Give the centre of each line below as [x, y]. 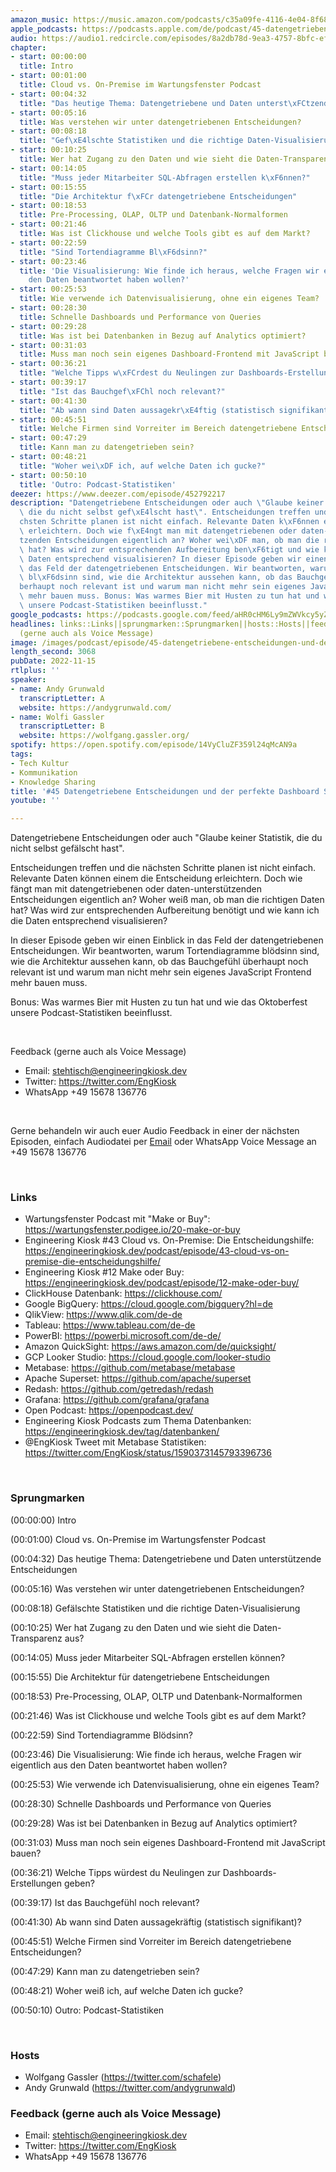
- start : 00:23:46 [48, 261]
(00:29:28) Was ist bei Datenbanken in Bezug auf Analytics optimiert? [154, 1823]
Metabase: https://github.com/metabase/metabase [130, 1368]
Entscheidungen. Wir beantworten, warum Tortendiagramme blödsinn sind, [165, 951]
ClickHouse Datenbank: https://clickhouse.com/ [123, 1293]
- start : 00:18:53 [48, 206]
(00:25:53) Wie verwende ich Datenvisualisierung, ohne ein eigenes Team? [165, 1784]
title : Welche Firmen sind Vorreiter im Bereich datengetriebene [158, 429]
